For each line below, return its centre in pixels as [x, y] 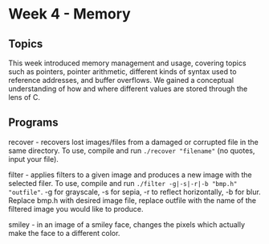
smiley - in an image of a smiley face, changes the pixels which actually [127, 224]
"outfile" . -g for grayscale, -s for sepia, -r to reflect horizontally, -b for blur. [134, 192]
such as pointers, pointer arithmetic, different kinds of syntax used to [122, 72]
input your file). [33, 159]
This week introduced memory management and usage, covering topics [127, 63]
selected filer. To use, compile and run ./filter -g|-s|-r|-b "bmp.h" [123, 183]
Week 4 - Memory [69, 14]
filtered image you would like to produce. [76, 209]
